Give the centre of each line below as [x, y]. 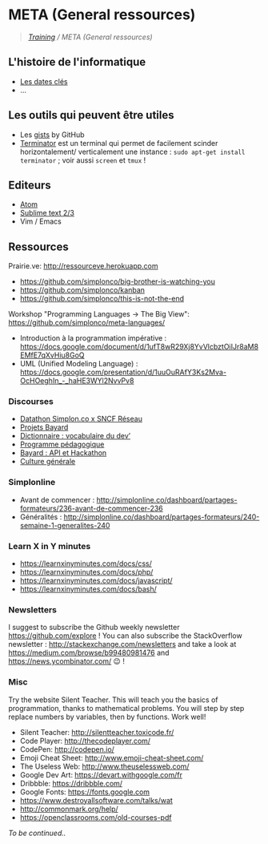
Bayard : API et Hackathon [63, 453]
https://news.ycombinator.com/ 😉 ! [67, 661]
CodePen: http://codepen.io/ [67, 749]
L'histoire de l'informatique [77, 62]
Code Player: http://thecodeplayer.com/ [85, 741]
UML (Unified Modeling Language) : [79, 364]
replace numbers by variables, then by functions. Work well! [107, 717]
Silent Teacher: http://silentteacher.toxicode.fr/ [97, 732]
